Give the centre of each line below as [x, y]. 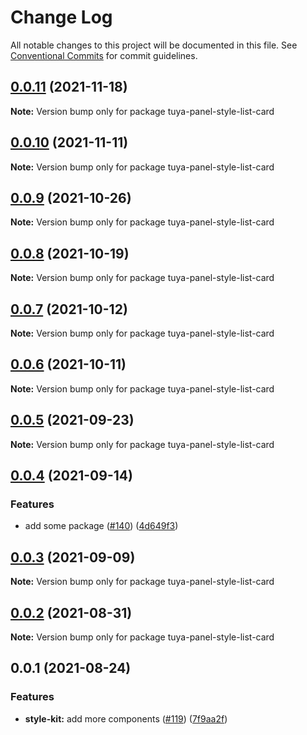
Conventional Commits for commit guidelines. [104, 55]
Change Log [61, 17]
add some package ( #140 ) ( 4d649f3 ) [101, 526]
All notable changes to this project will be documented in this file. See [154, 45]
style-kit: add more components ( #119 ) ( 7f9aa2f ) [126, 718]
